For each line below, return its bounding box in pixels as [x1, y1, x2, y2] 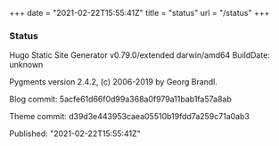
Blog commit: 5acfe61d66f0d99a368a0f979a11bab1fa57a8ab [9, 93, 232, 105]
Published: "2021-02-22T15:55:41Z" [9, 128, 141, 139]
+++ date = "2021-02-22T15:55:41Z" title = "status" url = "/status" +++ [9, 8, 270, 18]
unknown [9, 60, 44, 70]
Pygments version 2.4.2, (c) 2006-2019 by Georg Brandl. [9, 77, 218, 87]
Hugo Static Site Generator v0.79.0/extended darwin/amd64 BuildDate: [9, 50, 270, 61]
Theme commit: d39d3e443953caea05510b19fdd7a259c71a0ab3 [9, 111, 250, 122]
